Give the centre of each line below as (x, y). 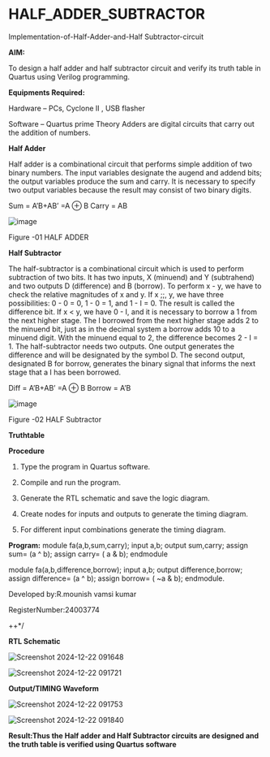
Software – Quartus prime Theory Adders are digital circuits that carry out (132, 123)
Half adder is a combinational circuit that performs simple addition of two (131, 164)
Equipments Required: (47, 92)
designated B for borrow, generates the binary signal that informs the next (132, 363)
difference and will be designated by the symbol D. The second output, (127, 355)
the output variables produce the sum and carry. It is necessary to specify (132, 181)
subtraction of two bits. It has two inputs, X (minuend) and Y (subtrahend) (132, 277)
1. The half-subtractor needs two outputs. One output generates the (122, 346)
